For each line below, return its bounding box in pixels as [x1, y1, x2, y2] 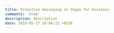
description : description [5, 16, 57, 21]
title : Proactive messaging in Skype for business [5, 7, 110, 12]
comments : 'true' [5, 12, 40, 16]
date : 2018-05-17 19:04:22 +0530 [5, 20, 73, 26]
